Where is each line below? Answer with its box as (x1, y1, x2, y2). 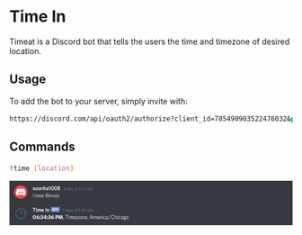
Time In (9, 6, 67, 27)
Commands (9, 140, 76, 155)
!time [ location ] (9, 164, 75, 173)
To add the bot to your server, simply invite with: (9, 95, 188, 106)
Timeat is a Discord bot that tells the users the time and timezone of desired (9, 36, 290, 47)
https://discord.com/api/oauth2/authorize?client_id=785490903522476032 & (9, 114, 292, 123)
